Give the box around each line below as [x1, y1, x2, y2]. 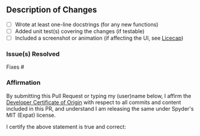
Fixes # [6, 63, 25, 71]
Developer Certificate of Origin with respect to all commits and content [6, 99, 181, 106]
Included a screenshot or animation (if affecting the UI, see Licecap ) [14, 34, 184, 42]
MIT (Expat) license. [6, 111, 56, 119]
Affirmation [6, 78, 41, 87]
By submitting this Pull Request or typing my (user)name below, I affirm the [6, 92, 192, 99]
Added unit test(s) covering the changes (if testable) [14, 27, 145, 35]
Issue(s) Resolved [6, 49, 60, 58]
